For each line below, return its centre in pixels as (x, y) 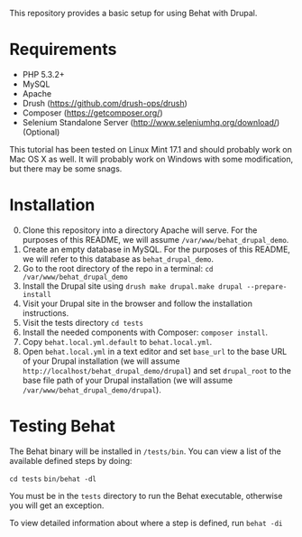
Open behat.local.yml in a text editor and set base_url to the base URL (155, 351)
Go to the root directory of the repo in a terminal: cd (118, 268)
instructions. (46, 313)
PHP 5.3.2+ (43, 74)
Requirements (63, 50)
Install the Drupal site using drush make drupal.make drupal (133, 286)
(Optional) (41, 132)
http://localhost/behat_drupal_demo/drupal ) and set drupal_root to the (156, 370)
